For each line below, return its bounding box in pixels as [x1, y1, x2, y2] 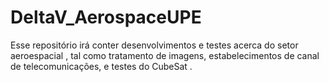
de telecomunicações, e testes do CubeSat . [10, 60, 193, 72]
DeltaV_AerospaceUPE [10, 6, 202, 29]
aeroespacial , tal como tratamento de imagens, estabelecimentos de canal [10, 49, 320, 61]
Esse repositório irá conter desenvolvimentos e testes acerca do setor [10, 39, 299, 51]
